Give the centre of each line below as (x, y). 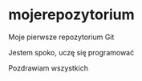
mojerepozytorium (71, 15)
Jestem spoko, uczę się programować (71, 52)
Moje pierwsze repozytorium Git (61, 37)
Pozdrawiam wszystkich (48, 68)
